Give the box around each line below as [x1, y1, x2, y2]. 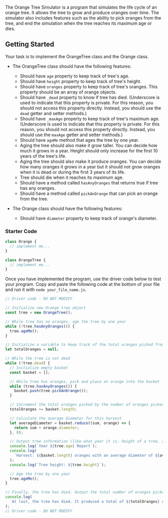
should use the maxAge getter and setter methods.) [19, 132, 123, 138]
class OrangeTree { [5, 257, 46, 263]
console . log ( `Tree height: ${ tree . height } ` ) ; [9, 462, 106, 467]
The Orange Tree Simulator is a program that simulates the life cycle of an [5, 5, 157, 10]
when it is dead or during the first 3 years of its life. [19, 169, 125, 175]
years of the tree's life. [19, 153, 66, 159]
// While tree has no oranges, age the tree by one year [5, 319, 126, 324]
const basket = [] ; [9, 370, 50, 375]
